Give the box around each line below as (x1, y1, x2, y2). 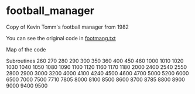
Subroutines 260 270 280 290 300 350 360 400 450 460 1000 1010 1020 (6, 57, 184, 64)
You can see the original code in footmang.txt (6, 34, 116, 41)
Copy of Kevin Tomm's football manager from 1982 (6, 23, 129, 30)
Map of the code (6, 46, 46, 53)
